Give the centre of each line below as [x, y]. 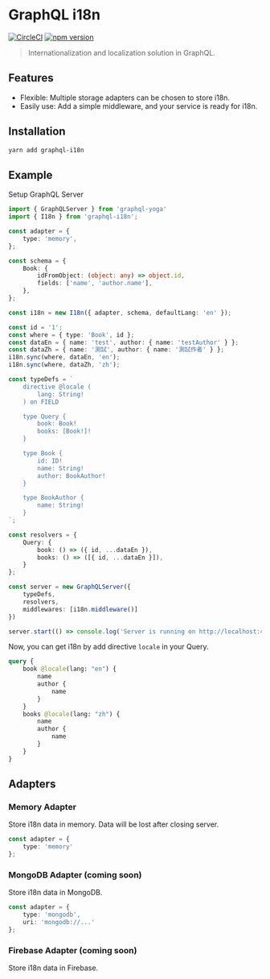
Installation [37, 132]
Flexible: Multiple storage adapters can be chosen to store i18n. [125, 97]
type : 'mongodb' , [52, 915]
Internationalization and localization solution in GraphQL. [121, 52]
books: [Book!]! [64, 431]
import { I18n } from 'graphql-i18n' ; [73, 217]
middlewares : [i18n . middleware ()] [80, 609]
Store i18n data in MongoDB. [55, 893]
